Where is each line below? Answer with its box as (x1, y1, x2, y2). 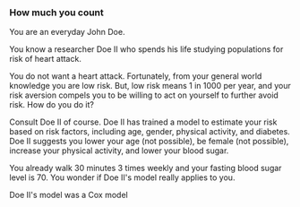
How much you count (9, 6, 105, 19)
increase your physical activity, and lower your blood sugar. (9, 145, 229, 156)
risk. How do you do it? (9, 99, 94, 110)
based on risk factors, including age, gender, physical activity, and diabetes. (9, 126, 291, 137)
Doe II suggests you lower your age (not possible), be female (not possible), (9, 136, 289, 147)
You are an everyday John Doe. (9, 27, 125, 38)
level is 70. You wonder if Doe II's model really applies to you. (9, 172, 236, 183)
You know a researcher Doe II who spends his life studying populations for (9, 44, 284, 55)
